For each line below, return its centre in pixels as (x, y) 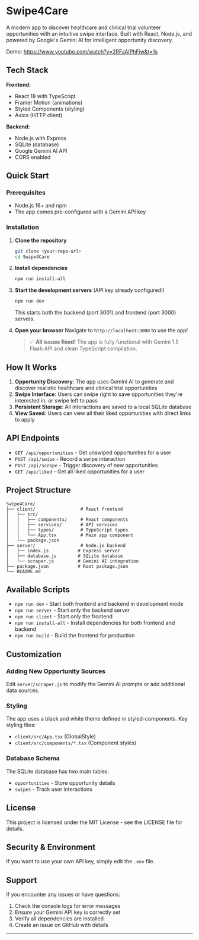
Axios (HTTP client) (38, 115)
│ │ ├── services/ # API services (62, 524)
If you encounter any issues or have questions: (63, 895)
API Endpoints (33, 438)
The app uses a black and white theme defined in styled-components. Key (97, 719)
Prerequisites (26, 193)
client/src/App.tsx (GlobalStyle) (55, 737)
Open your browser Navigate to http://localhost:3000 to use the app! (101, 331)
